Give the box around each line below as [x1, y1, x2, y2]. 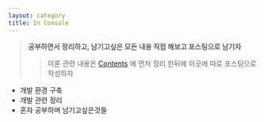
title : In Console [8, 19, 69, 27]
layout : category [8, 11, 66, 20]
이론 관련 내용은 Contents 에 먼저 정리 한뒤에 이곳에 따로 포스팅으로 [47, 59, 257, 68]
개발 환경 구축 [19, 85, 63, 95]
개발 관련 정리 [19, 95, 63, 105]
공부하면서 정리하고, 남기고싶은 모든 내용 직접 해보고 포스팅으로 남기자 [27, 41, 242, 51]
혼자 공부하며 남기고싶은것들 [19, 105, 108, 115]
